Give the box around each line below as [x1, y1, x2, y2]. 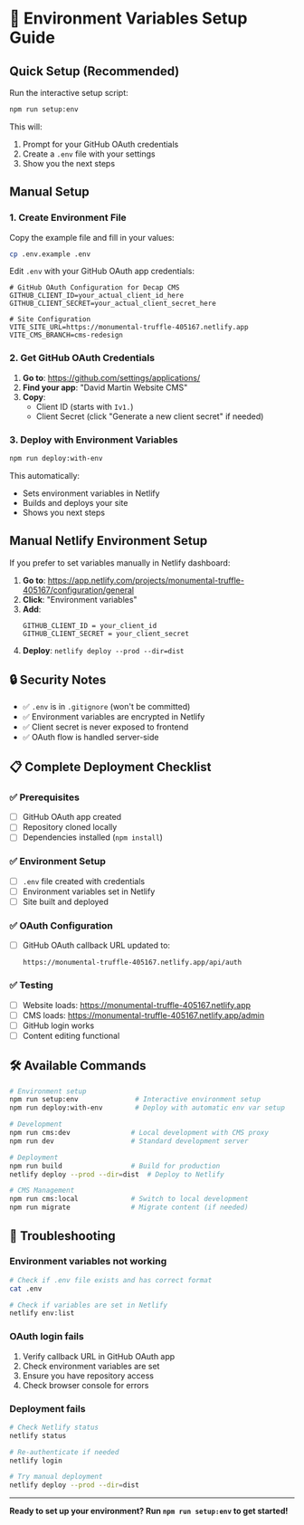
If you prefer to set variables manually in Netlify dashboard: [9, 557, 231, 568]
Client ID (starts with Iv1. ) [35, 401, 134, 412]
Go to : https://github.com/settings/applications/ [22, 372, 201, 383]
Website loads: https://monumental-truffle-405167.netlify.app [22, 999, 252, 1010]
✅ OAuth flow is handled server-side [22, 731, 159, 742]
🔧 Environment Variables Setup [9, 8, 248, 29]
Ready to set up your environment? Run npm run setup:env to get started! [9, 1506, 289, 1517]
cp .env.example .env [9, 249, 91, 259]
